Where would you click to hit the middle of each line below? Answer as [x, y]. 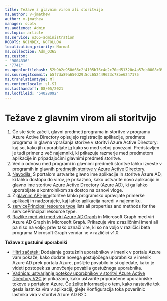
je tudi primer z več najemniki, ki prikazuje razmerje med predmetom [83, 153]
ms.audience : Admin [25, 28]
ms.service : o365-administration [40, 38]
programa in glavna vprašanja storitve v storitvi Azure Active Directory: [85, 142]
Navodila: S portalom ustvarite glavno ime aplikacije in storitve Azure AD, [87, 174]
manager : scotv [21, 24]
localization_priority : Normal [38, 47]
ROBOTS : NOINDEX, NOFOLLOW [33, 42]
